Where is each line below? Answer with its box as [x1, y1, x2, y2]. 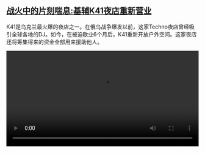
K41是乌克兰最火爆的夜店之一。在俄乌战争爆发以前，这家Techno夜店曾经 [6, 23, 189, 30]
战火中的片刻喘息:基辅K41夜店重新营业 [6, 5, 152, 16]
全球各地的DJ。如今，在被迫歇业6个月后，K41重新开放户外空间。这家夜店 [11, 30, 197, 38]
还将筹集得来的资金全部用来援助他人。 [6, 38, 103, 46]
